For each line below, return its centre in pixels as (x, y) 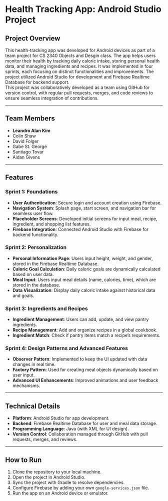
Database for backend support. (37, 82)
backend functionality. (35, 234)
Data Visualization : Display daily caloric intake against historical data (84, 290)
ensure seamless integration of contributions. (52, 98)
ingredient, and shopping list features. (51, 224)
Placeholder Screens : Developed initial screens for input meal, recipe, (85, 218)
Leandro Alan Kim (31, 130)
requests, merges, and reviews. (45, 439)
